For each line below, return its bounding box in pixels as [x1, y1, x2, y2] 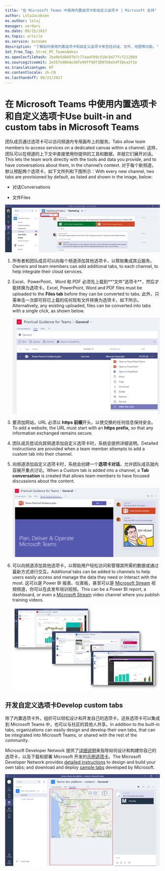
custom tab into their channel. [12, 451, 73, 457]
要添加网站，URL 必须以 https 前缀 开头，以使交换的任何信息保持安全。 [12, 419, 156, 425]
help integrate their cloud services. [12, 268, 83, 275]
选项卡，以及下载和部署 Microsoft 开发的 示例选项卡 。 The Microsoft [5, 754, 141, 759]
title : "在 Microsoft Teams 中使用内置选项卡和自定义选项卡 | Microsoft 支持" [5, 8, 157, 13]
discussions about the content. [12, 478, 75, 484]
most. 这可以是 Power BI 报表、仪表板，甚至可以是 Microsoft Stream [12, 580, 151, 586]
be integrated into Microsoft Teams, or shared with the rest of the [5, 732, 137, 738]
